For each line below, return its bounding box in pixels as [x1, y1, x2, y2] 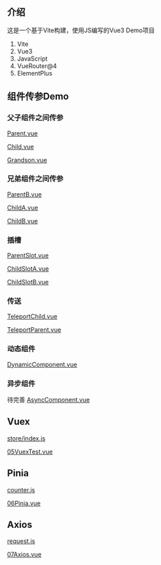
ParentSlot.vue [7, 252, 49, 260]
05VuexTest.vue [7, 447, 53, 456]
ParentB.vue [7, 190, 42, 198]
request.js [7, 537, 36, 545]
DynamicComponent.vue [7, 360, 77, 368]
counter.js [7, 485, 36, 494]
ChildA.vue [7, 203, 38, 212]
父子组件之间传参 [7, 113, 64, 122]
